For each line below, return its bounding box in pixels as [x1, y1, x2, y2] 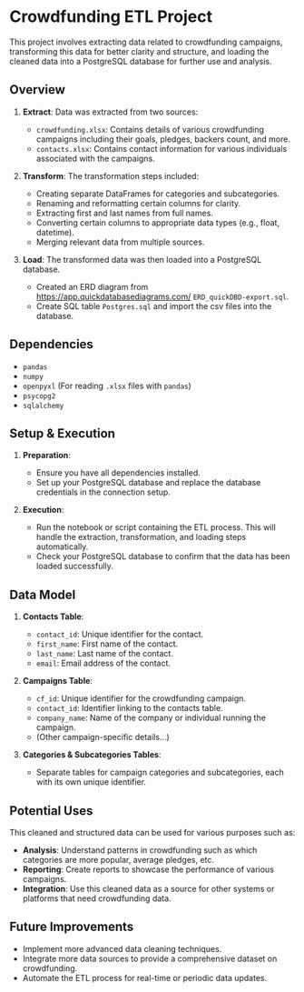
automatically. [35, 541, 89, 552]
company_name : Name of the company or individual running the [35, 712, 266, 724]
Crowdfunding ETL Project [9, 6, 213, 27]
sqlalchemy [22, 401, 64, 410]
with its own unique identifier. [35, 777, 147, 787]
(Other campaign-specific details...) [35, 732, 170, 743]
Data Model [9, 586, 76, 602]
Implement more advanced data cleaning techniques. [22, 943, 222, 954]
